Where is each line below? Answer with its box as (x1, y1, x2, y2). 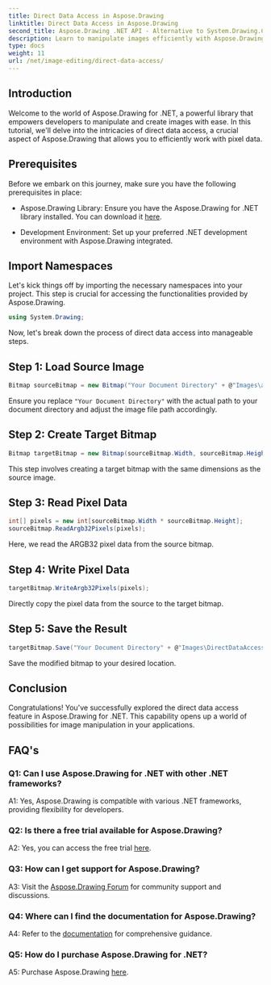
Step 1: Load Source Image (8, 360, 144, 374)
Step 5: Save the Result (8, 622, 127, 636)
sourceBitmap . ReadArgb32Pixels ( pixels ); (8, 525, 147, 533)
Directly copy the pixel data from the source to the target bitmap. (8, 598, 224, 608)
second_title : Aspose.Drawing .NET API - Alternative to (8, 27, 204, 35)
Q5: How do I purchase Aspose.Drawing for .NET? (8, 949, 208, 960)
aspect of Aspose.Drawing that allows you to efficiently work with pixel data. (8, 134, 263, 144)
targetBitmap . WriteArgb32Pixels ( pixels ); (8, 584, 150, 592)
